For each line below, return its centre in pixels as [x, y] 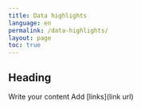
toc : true [25, 45]
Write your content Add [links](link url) [71, 96]
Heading [30, 78]
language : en [30, 23]
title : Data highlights [48, 16]
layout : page [30, 38]
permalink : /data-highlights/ [59, 30]
